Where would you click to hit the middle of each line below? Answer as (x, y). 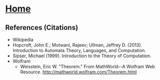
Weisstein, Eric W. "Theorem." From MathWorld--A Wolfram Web (88, 67)
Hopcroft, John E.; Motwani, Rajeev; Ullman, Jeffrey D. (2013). (77, 45)
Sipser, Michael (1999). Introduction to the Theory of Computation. (82, 56)
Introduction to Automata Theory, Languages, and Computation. (79, 50)
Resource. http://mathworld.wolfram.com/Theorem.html (78, 72)
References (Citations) (42, 28)
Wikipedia (23, 39)
